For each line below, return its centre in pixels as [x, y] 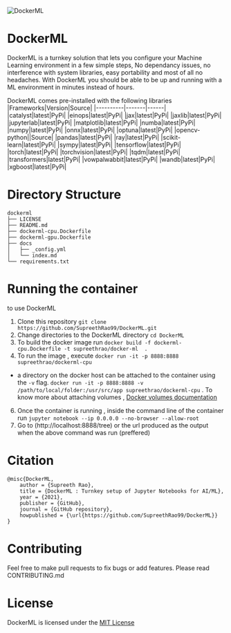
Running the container [73, 289]
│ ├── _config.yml [37, 249]
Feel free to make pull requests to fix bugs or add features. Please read [108, 568]
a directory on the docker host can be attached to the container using [116, 375]
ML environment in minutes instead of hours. [71, 87]
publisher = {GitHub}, [52, 503]
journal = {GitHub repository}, [66, 509]
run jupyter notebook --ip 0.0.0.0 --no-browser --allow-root [108, 418]
